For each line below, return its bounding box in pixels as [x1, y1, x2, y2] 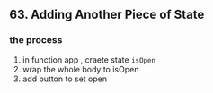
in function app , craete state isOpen [22, 54, 155, 65]
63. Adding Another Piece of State [9, 7, 205, 22]
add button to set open [22, 73, 108, 84]
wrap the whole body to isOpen [22, 63, 139, 74]
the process [9, 34, 63, 46]
